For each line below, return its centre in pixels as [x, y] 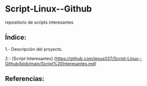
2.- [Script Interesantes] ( [30, 58]
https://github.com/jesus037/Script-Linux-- [99, 58]
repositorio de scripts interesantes [39, 22]
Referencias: [25, 79]
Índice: [16, 37]
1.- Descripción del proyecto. [34, 49]
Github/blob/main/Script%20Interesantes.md [50, 63]
